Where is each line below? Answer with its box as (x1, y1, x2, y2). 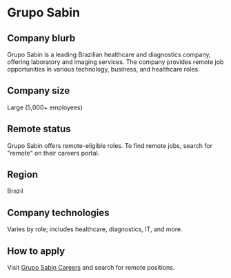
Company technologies (7, 206, 110, 218)
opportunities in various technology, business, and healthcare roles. (7, 65, 200, 73)
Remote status (7, 123, 71, 135)
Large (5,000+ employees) (7, 103, 83, 111)
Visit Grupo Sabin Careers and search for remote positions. (7, 264, 175, 272)
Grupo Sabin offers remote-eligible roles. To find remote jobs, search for (7, 141, 212, 149)
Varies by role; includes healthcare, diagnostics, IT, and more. (7, 225, 183, 233)
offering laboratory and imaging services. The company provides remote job (7, 58, 224, 66)
